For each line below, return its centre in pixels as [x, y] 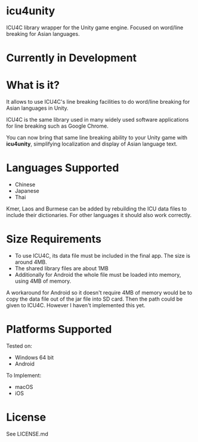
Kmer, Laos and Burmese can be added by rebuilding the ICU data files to [96, 209]
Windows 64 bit [34, 357]
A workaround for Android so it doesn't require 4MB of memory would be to [99, 292]
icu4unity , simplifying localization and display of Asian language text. [92, 144]
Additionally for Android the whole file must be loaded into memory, [98, 274]
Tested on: [19, 346]
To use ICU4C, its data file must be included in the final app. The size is [103, 255]
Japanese [27, 191]
